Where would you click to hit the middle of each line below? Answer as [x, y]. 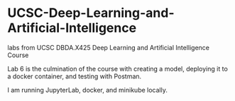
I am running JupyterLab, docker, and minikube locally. [88, 90]
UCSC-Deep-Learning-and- [91, 13]
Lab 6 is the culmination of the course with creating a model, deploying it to [118, 69]
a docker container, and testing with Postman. [75, 76]
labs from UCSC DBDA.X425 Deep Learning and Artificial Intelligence [109, 47]
